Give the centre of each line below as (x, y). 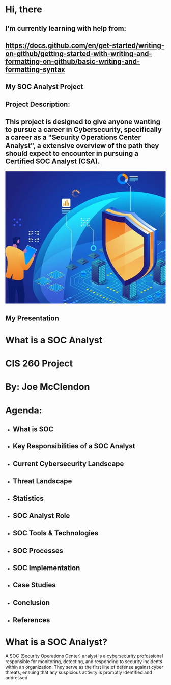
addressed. (17, 678)
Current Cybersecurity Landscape (68, 464)
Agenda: (24, 410)
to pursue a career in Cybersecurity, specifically (83, 129)
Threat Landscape (42, 481)
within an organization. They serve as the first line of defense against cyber (84, 667)
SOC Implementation (46, 568)
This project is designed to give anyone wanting (83, 122)
